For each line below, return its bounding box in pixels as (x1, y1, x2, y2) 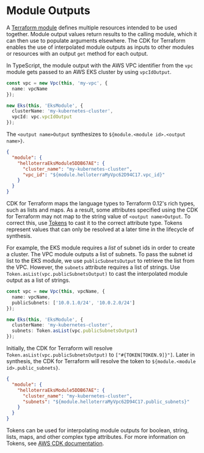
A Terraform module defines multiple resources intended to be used (6, 24, 177, 31)
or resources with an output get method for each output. (6, 50, 148, 57)
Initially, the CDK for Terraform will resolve (6, 345, 113, 352)
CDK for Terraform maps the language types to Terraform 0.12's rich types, (6, 200, 195, 207)
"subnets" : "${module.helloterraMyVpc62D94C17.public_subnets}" (22, 399, 190, 405)
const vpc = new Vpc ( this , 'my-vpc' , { (6, 80, 108, 86)
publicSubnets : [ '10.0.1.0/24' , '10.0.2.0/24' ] (12, 300, 136, 306)
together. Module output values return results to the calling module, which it (6, 30, 197, 37)
